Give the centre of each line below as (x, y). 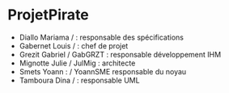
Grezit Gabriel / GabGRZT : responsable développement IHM (120, 54)
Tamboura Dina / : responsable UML (79, 80)
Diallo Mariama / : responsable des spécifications (101, 37)
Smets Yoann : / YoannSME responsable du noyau (103, 71)
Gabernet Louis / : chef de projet (74, 45)
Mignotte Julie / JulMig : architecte (77, 63)
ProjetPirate (49, 15)
